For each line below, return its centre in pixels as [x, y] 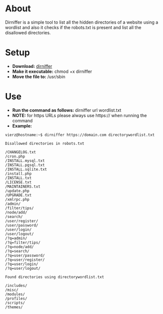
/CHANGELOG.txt [21, 152]
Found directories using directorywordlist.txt [55, 277]
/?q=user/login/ [22, 264]
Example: [22, 126]
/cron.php [15, 156]
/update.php [17, 191]
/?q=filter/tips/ [23, 242]
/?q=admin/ [16, 238]
